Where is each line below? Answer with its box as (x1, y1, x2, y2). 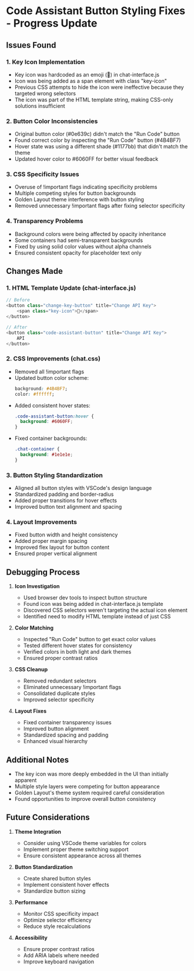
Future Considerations (6, 813, 90, 823)
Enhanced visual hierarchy (23, 738, 88, 745)
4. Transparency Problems (6, 217, 83, 225)
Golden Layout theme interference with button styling (14, 196, 144, 203)
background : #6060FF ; (20, 419, 73, 425)
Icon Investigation (14, 583, 60, 590)
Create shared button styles (23, 874, 91, 881)
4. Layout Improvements (6, 518, 78, 526)
